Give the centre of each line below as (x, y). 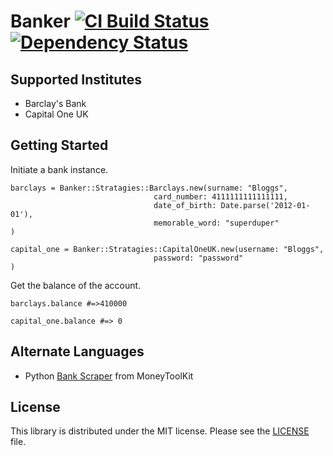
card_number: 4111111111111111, (220, 196)
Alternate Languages (77, 351)
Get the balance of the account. (76, 285)
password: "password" (198, 258)
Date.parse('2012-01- (265, 205)
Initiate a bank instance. (59, 169)
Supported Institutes (76, 79)
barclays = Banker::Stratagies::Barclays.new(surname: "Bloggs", (149, 188)
